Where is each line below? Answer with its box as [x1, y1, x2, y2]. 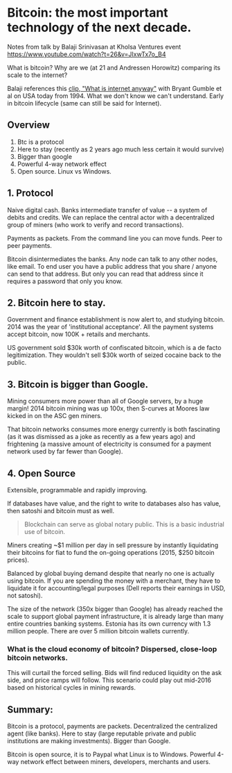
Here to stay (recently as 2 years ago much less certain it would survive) [17, 144, 224, 153]
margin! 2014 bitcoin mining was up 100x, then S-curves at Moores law [7, 404, 210, 413]
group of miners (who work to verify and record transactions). [7, 220, 184, 228]
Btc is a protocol [17, 138, 64, 146]
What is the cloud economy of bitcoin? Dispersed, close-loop [7, 644, 217, 654]
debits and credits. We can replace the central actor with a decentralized [7, 213, 215, 222]
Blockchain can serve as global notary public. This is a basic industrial [24, 520, 225, 529]
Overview [7, 119, 51, 131]
